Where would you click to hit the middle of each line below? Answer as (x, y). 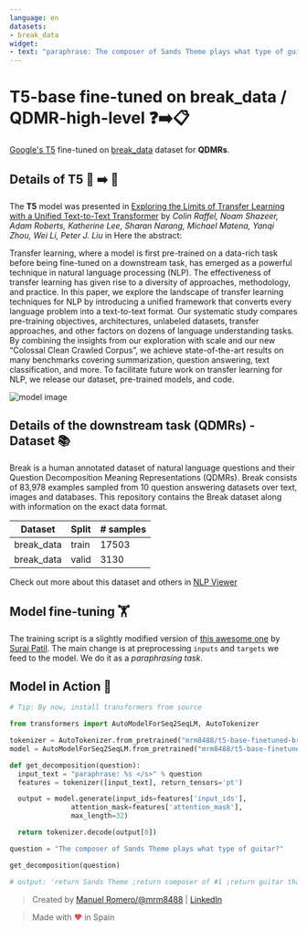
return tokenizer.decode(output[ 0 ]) (87, 832)
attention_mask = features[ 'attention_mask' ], (157, 808)
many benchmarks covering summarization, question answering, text (139, 360)
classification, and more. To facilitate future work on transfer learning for (146, 369)
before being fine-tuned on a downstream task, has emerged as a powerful (151, 262)
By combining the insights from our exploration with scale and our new (143, 340)
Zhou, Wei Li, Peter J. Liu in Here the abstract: (96, 235)
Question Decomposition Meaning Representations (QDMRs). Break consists (153, 477)
